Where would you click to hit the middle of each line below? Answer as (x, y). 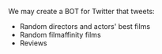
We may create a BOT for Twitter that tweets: (82, 11)
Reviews (33, 43)
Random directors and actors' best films (85, 26)
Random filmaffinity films (60, 35)
